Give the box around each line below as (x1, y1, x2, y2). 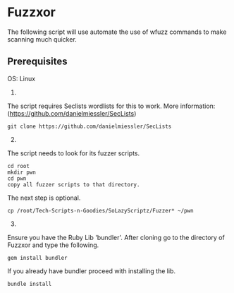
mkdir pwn (7, 169, 37, 176)
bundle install (7, 280, 52, 287)
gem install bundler (7, 254, 68, 261)
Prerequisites (7, 56, 68, 68)
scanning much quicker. (7, 35, 78, 43)
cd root (7, 162, 30, 169)
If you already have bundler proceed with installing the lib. (7, 266, 176, 275)
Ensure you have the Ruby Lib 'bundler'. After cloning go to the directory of (7, 233, 226, 241)
